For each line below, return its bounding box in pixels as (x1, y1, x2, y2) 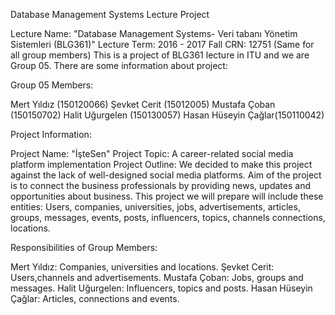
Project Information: (10, 129, 92, 140)
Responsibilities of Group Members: (10, 242, 158, 253)
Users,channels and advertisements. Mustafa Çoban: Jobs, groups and (10, 272, 304, 283)
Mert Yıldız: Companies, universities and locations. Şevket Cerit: (10, 261, 275, 273)
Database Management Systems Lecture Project (10, 9, 210, 20)
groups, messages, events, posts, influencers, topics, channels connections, (10, 212, 326, 223)
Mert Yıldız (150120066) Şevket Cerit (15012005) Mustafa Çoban (10, 99, 276, 110)
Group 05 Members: (10, 79, 94, 91)
